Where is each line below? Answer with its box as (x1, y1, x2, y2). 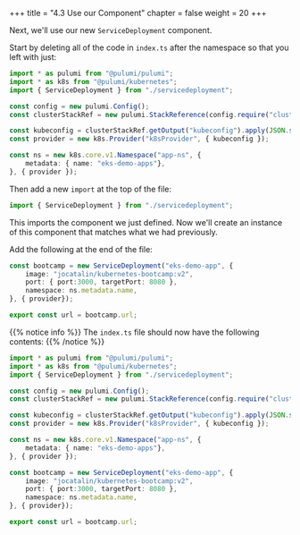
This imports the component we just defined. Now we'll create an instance (9, 217, 283, 227)
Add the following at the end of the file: (9, 243, 154, 254)
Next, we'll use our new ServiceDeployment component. (9, 25, 212, 35)
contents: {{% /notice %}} (9, 335, 105, 347)
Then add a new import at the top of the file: (9, 183, 172, 194)
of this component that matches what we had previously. (9, 226, 219, 237)
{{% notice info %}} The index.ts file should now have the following (9, 327, 260, 337)
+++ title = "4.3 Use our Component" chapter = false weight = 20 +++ (9, 8, 267, 18)
